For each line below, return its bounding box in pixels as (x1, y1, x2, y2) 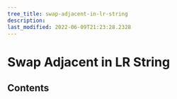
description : (7, 17, 46, 24)
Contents (7, 82, 50, 94)
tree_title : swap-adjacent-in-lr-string (7, 10, 129, 18)
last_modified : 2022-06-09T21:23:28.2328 (7, 23, 132, 30)
